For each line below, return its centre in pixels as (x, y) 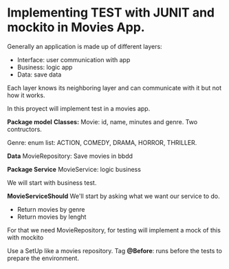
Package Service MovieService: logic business (74, 169)
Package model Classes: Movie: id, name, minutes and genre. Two (102, 121)
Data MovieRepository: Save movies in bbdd (70, 156)
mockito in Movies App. (76, 27)
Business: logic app (45, 67)
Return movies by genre (51, 209)
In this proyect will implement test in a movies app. (79, 108)
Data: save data (39, 74)
